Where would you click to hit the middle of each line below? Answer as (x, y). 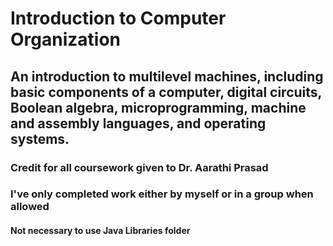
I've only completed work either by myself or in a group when (162, 194)
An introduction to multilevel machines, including (167, 76)
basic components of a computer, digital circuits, (166, 92)
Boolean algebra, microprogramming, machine (158, 107)
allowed (30, 207)
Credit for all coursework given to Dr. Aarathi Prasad (139, 167)
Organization (65, 39)
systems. (40, 138)
